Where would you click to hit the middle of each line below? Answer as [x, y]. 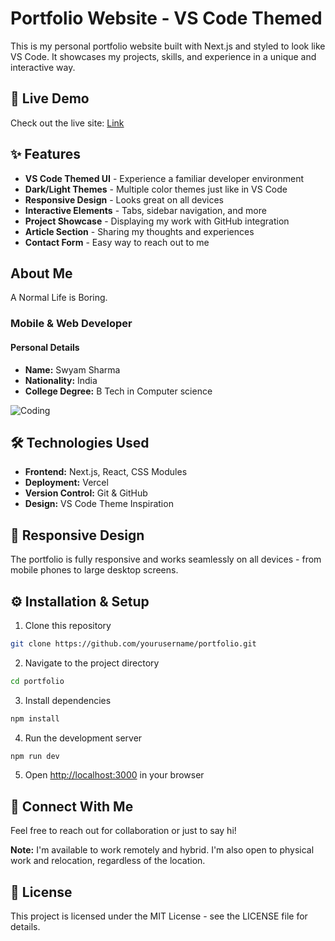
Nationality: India [61, 380]
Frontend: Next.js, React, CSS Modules [106, 472]
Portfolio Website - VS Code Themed [166, 18]
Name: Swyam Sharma [72, 369]
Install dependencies [68, 700]
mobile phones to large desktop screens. [94, 570]
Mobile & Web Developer [71, 324]
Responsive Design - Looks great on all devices [124, 199]
